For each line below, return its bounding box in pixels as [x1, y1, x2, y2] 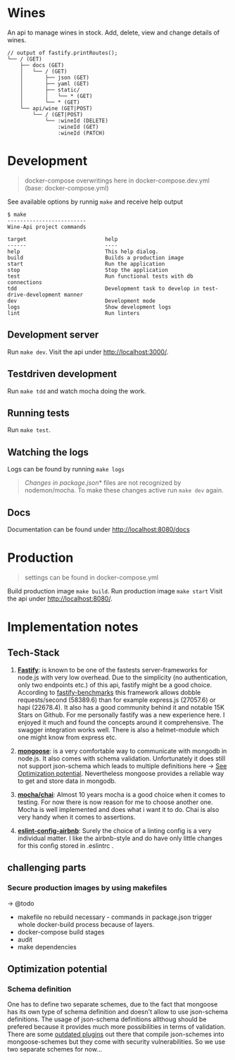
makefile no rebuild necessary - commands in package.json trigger [17, 913, 212, 921]
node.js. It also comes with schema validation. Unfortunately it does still [17, 754, 226, 763]
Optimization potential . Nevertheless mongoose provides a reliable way [17, 769, 224, 777]
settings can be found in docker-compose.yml [24, 573, 159, 581]
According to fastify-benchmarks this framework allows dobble [17, 688, 201, 696]
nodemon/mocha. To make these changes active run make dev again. [24, 486, 224, 495]
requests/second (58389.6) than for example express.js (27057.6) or [17, 696, 216, 704]
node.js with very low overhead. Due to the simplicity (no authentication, [17, 673, 228, 682]
